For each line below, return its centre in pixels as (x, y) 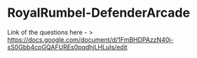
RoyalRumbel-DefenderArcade (99, 13)
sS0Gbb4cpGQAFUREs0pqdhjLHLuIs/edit (67, 47)
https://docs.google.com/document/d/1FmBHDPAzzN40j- (90, 39)
